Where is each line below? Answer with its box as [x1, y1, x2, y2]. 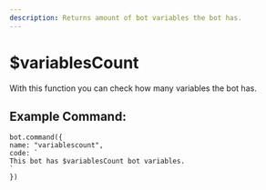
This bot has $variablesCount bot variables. [9, 156, 185, 166]
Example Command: [9, 108, 127, 124]
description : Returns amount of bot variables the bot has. [9, 13, 243, 23]
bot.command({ [9, 133, 64, 142]
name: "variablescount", [9, 141, 104, 150]
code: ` [9, 149, 39, 158]
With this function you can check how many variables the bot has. [9, 83, 257, 94]
